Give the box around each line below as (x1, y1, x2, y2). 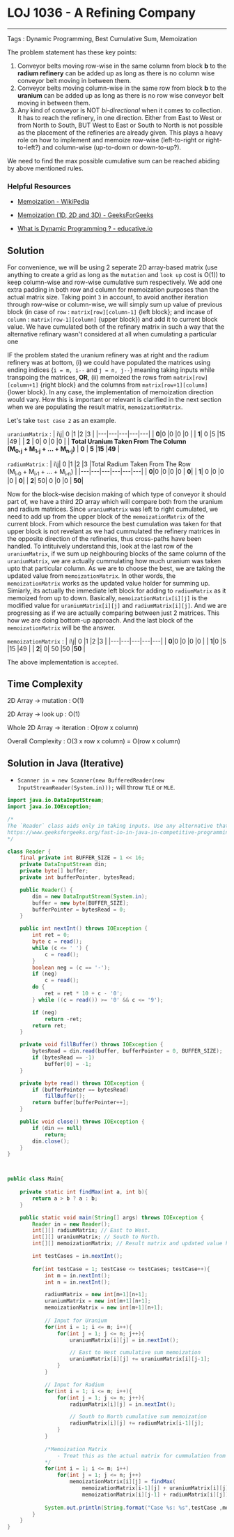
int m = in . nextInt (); (44, 1272, 111, 1279)
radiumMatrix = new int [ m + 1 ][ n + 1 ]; (44, 1291, 148, 1298)
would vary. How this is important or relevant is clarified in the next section (7, 396, 221, 404)
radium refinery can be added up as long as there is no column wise (17, 68, 215, 77)
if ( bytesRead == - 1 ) (32, 1054, 95, 1062)
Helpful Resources (7, 181, 72, 191)
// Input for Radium (44, 1381, 104, 1388)
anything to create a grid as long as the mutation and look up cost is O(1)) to (7, 271, 226, 279)
